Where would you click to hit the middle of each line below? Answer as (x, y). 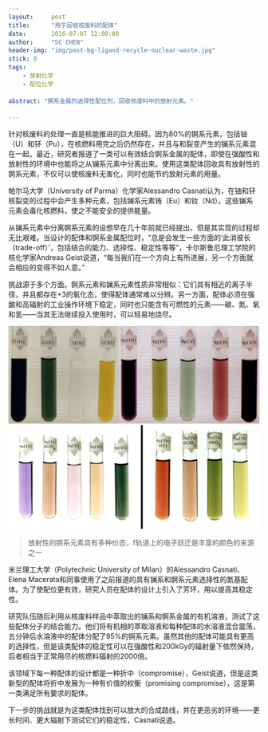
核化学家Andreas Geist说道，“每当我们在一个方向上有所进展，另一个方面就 (131, 258)
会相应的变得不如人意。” (47, 268)
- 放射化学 (38, 76)
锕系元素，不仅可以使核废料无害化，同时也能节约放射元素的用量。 (116, 174)
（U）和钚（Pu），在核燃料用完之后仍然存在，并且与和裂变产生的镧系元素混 (132, 144)
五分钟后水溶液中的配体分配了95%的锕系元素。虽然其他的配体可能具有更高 (131, 636)
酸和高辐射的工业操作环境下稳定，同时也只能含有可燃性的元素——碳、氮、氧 (134, 305)
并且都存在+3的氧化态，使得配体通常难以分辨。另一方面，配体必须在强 (138, 294)
